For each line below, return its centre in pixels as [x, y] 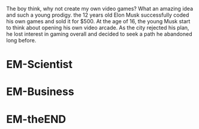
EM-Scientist [40, 64]
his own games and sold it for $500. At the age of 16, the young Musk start [98, 21]
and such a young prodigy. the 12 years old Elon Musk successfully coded [98, 15]
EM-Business [40, 92]
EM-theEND [36, 119]
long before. [21, 40]
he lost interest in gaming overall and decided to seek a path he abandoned [99, 34]
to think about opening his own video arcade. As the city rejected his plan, [98, 27]
